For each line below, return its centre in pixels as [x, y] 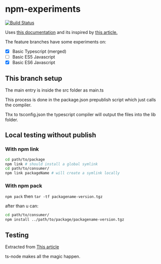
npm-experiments [43, 9]
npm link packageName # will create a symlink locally [63, 173]
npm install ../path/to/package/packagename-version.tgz [65, 220]
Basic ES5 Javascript [33, 57]
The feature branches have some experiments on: [56, 42]
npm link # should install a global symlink [51, 164]
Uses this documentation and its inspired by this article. [62, 32]
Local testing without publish [51, 135]
